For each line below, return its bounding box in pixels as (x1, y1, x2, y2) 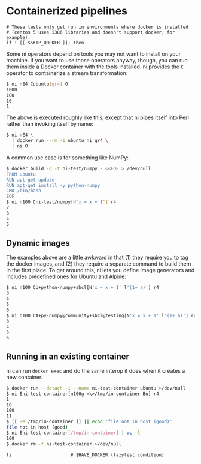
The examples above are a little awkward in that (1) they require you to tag (6, 254, 188, 261)
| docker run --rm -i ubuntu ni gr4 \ (11, 138, 109, 144)
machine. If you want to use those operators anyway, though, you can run (6, 56, 188, 64)
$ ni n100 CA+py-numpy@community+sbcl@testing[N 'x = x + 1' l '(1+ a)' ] (6, 312, 188, 318)
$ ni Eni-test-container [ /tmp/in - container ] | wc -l (6, 430, 141, 436)
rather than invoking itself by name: (6, 120, 94, 128)
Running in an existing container (6, 351, 130, 361)
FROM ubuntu (6, 171, 36, 177)
